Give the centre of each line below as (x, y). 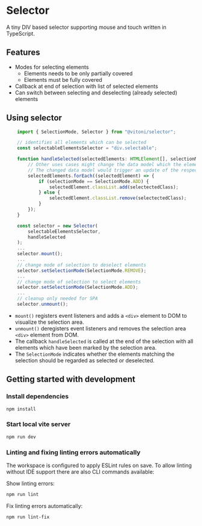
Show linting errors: (31, 483)
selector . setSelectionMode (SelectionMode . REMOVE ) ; (82, 271)
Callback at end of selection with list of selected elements (86, 86)
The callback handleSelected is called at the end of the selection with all (104, 341)
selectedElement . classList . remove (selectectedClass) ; (118, 198)
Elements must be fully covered (63, 79)
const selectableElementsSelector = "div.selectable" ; (87, 148)
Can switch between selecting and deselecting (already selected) (96, 92)
